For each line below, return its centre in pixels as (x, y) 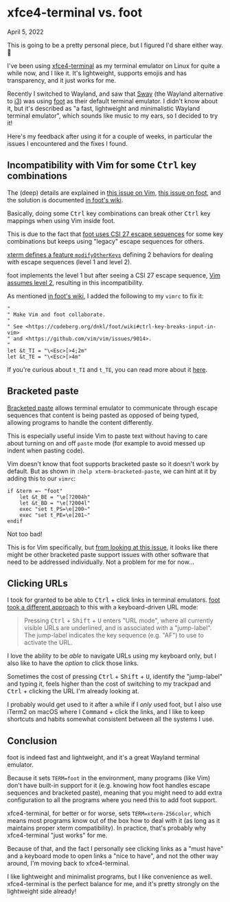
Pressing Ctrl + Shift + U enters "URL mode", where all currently (119, 620)
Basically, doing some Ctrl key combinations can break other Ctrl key (109, 213)
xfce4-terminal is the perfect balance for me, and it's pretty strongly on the (113, 884)
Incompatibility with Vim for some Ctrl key (102, 166)
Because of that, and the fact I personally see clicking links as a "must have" (115, 849)
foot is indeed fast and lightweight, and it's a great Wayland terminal (104, 757)
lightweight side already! (42, 891)
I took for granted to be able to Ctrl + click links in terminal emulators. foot (114, 600)
